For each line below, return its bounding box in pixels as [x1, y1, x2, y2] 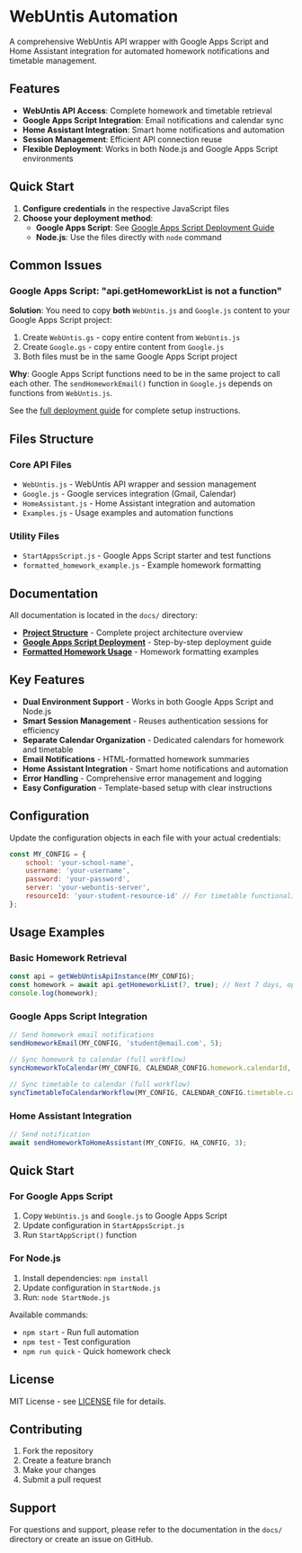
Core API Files [9, 458, 72, 471]
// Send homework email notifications [9, 1030, 155, 1040]
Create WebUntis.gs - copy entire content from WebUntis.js [22, 332, 241, 343]
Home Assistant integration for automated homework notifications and [9, 45, 270, 56]
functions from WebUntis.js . [9, 388, 113, 399]
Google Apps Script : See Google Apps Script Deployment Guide [35, 222, 275, 233]
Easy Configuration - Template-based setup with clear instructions [22, 782, 272, 793]
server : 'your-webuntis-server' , [25, 884, 151, 893]
